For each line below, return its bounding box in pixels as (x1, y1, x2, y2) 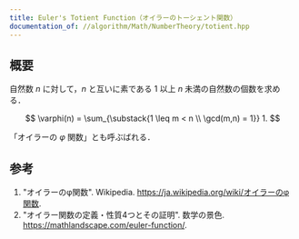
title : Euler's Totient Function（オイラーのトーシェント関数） (9, 13, 238, 23)
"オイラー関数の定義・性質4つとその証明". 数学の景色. (22, 210, 225, 221)
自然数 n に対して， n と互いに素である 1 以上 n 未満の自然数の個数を (9, 84, 265, 95)
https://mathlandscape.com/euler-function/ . (22, 220, 188, 231)
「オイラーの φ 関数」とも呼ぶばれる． (9, 132, 155, 143)
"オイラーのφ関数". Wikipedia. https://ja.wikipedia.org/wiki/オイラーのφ (22, 187, 289, 198)
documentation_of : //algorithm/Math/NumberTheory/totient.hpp (9, 22, 250, 31)
